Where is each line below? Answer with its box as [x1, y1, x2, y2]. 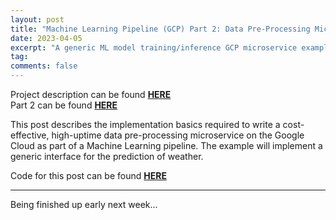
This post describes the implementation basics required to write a [10, 119, 281, 130]
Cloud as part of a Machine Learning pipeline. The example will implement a [10, 140, 323, 151]
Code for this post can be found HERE [10, 170, 167, 181]
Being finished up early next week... [10, 199, 158, 210]
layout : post [10, 14, 65, 25]
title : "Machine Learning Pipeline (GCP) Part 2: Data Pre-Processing [10, 24, 311, 34]
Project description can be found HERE [10, 89, 172, 100]
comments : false [10, 61, 78, 71]
